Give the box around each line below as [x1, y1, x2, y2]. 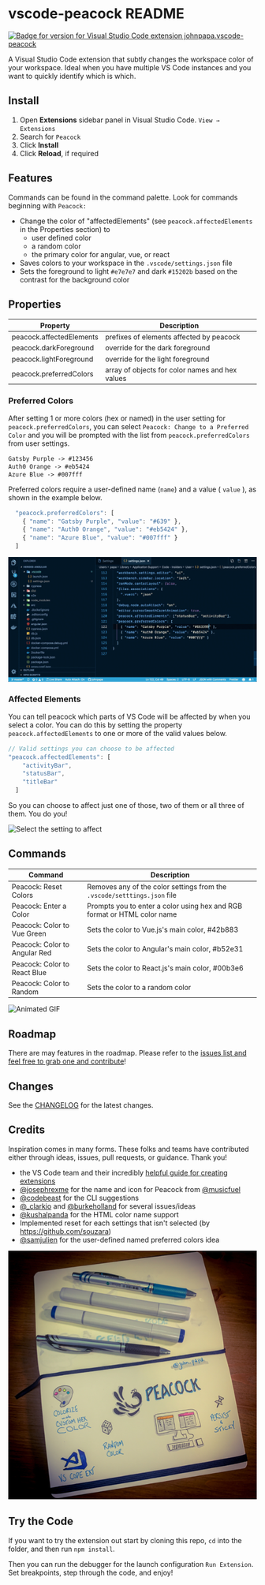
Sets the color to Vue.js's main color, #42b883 [86, 925, 239, 934]
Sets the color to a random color [86, 983, 192, 992]
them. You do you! [8, 809, 68, 819]
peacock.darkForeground [11, 343, 95, 353]
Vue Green [11, 929, 47, 939]
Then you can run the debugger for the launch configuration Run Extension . [8, 1559, 254, 1568]
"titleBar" [22, 778, 58, 786]
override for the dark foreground [105, 343, 211, 353]
